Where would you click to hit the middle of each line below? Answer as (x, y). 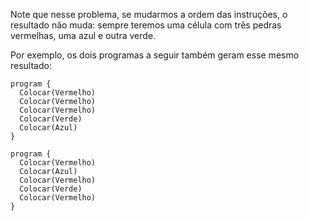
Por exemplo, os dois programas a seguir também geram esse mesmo (155, 55)
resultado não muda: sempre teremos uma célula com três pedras (146, 25)
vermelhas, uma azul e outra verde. (83, 35)
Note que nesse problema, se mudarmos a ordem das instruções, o (149, 14)
